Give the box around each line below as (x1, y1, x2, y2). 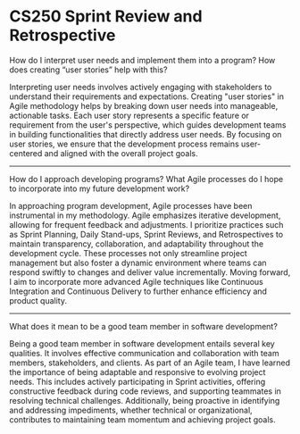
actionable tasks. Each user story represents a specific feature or (9, 110, 250, 121)
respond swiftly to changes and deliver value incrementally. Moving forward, (9, 266, 291, 278)
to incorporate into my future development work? (9, 183, 190, 194)
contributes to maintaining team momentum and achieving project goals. (9, 413, 276, 425)
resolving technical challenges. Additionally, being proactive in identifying (9, 395, 280, 405)
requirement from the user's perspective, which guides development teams (9, 119, 287, 130)
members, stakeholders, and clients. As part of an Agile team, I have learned (9, 357, 291, 368)
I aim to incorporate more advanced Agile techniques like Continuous (9, 276, 263, 287)
